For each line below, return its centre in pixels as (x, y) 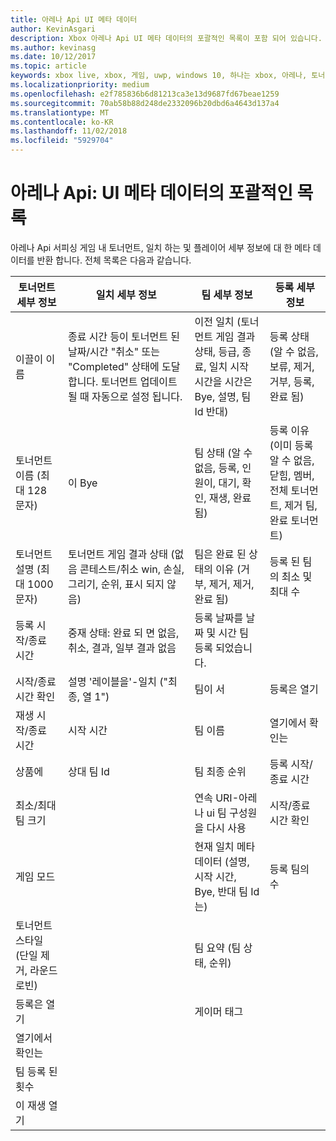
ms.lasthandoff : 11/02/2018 (69, 131)
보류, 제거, (292, 366)
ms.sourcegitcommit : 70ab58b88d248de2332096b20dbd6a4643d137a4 (145, 103)
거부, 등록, (292, 381)
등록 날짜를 (219, 618)
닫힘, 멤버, (292, 475)
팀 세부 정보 (227, 294)
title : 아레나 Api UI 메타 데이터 (74, 19)
